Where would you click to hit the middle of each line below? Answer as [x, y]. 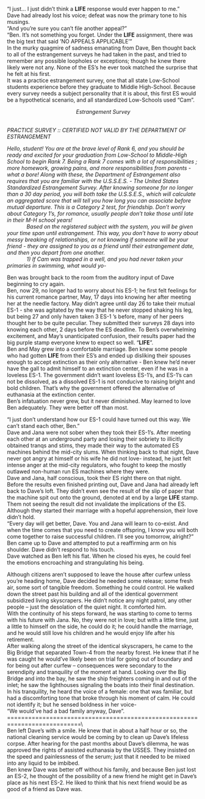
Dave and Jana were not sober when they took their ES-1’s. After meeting [99, 432]
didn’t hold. [21, 517]
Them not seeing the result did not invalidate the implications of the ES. [97, 504]
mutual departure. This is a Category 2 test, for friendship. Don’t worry [96, 207]
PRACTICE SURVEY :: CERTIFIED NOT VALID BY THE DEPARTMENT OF [97, 130]
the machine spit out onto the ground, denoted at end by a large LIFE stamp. [103, 497]
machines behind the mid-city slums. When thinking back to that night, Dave [103, 452]
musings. [18, 22]
